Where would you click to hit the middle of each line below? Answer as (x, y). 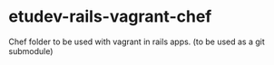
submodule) (31, 51)
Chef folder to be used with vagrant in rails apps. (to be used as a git (137, 42)
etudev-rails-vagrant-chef (110, 17)
